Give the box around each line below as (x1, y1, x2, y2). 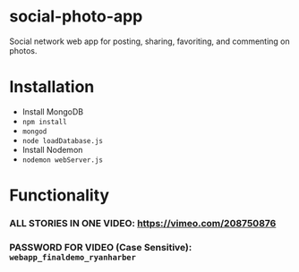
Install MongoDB (21, 106, 84, 117)
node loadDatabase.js (21, 136, 103, 145)
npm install (21, 117, 67, 126)
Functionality (9, 185, 110, 206)
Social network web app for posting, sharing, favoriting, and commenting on (9, 36, 291, 47)
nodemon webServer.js (21, 155, 103, 165)
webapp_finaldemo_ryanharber (9, 252, 137, 262)
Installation (9, 77, 95, 98)
